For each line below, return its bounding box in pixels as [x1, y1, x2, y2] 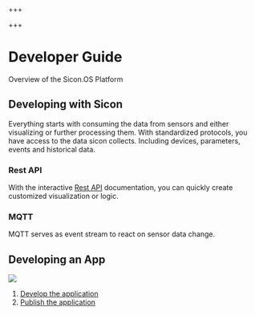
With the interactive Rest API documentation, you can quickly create [8, 183, 233, 192]
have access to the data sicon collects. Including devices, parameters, [8, 135, 241, 145]
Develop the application [19, 289, 99, 299]
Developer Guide [8, 48, 123, 67]
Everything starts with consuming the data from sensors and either [8, 119, 229, 128]
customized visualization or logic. [8, 192, 119, 201]
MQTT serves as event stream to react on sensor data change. [8, 229, 216, 239]
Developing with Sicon [8, 98, 123, 111]
